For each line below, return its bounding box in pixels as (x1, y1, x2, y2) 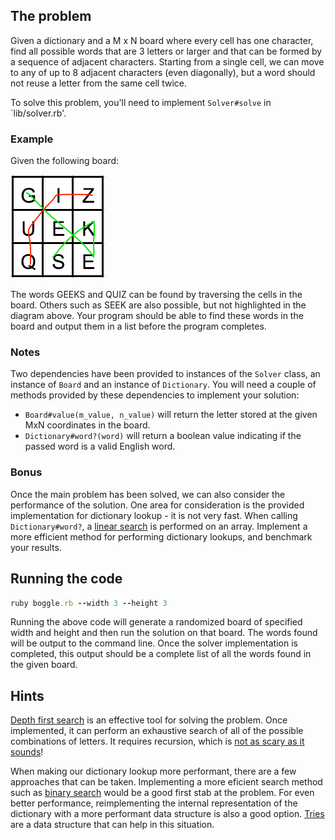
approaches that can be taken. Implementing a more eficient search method (10, 776, 323, 788)
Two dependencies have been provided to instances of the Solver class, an (10, 368, 321, 380)
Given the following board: (10, 155, 120, 167)
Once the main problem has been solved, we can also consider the (10, 488, 286, 500)
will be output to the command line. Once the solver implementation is (10, 637, 298, 649)
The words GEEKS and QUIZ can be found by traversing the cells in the (10, 289, 303, 301)
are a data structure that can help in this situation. (10, 819, 215, 831)
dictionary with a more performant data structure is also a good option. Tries (10, 808, 325, 820)
